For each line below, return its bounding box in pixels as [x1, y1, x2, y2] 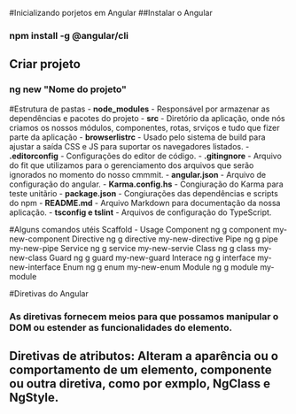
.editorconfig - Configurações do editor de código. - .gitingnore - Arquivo [9, 150, 282, 161]
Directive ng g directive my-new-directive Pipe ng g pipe [71, 234, 279, 244]
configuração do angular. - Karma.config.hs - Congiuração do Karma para [9, 179, 284, 189]
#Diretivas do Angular [9, 287, 89, 299]
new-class [9, 252, 48, 263]
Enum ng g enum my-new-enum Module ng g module [62, 261, 259, 272]
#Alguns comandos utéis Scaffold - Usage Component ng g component [9, 224, 271, 234]
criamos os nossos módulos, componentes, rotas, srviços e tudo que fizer [9, 122, 280, 133]
